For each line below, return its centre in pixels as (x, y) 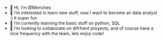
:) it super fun (24, 18)
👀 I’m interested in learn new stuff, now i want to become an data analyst (83, 13)
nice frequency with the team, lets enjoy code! (57, 33)
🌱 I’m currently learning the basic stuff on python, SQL (65, 23)
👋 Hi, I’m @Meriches (30, 8)
